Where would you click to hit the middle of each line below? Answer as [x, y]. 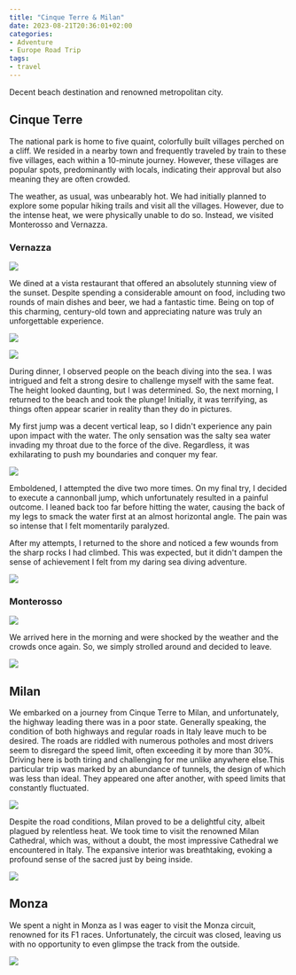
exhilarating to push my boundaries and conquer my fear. [114, 454]
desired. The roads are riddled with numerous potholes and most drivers [141, 741]
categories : [31, 34]
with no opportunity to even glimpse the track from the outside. [125, 944]
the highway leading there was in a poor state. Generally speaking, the [138, 722]
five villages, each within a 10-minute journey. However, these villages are [144, 160]
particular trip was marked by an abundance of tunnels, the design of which [148, 769]
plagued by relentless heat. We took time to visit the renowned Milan [134, 831]
